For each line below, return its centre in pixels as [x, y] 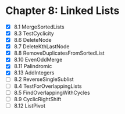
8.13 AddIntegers [34, 73]
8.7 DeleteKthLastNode [42, 47]
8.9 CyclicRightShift [37, 99]
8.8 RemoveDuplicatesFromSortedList [59, 53]
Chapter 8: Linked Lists [63, 11]
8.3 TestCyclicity [34, 33]
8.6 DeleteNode [33, 40]
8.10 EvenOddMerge [38, 60]
